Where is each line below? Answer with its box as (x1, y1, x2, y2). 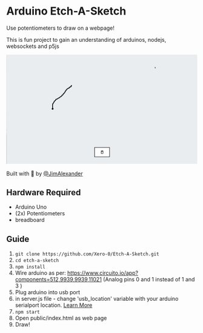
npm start (15, 309, 41, 315)
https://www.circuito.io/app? (67, 269, 138, 277)
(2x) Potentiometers (15, 210, 65, 217)
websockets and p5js (6, 42, 59, 50)
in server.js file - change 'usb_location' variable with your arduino (15, 295, 179, 303)
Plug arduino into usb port (15, 289, 81, 296)
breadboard (15, 217, 45, 224)
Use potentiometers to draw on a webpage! (6, 24, 115, 32)
